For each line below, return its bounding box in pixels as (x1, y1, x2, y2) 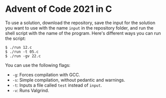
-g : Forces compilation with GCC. (12, 71, 80, 77)
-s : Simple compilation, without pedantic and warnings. (12, 77, 125, 83)
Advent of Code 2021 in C (5, 3, 112, 15)
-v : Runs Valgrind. (12, 87, 50, 93)
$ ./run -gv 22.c (5, 53, 41, 59)
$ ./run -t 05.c (5, 49, 39, 54)
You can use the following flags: (5, 62, 71, 68)
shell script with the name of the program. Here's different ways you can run (5, 30, 161, 36)
